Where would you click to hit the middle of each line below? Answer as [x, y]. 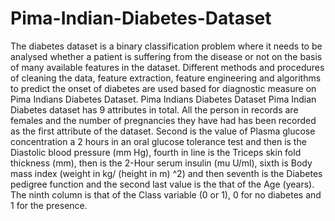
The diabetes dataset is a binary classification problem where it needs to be [166, 46]
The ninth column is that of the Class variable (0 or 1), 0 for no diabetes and [166, 194]
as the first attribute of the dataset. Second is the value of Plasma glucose [163, 131]
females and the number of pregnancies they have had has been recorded [163, 120]
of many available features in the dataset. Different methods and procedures [167, 67]
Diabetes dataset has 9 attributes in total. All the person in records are [154, 109]
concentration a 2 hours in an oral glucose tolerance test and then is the [158, 141]
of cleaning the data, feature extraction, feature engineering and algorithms [166, 78]
